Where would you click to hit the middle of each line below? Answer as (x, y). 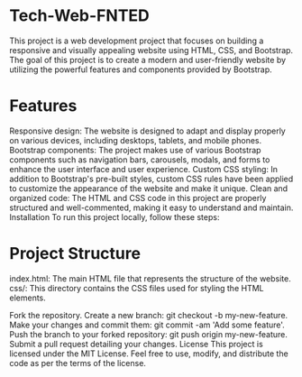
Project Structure (75, 254)
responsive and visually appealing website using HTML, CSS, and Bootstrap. (151, 50)
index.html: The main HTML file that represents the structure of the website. (150, 278)
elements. (28, 298)
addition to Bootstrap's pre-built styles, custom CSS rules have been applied (151, 179)
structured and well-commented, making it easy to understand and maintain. (151, 207)
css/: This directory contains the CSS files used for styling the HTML (137, 288)
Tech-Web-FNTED (80, 16)
